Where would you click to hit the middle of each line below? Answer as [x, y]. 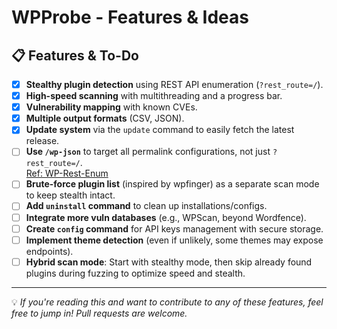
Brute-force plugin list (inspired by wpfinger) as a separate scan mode [172, 184]
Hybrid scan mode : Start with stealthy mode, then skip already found [169, 262]
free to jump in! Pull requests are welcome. [99, 313]
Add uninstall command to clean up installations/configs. [146, 206]
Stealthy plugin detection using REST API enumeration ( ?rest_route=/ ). [174, 84]
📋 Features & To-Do [75, 55]
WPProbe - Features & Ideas [130, 17]
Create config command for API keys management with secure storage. [174, 228]
